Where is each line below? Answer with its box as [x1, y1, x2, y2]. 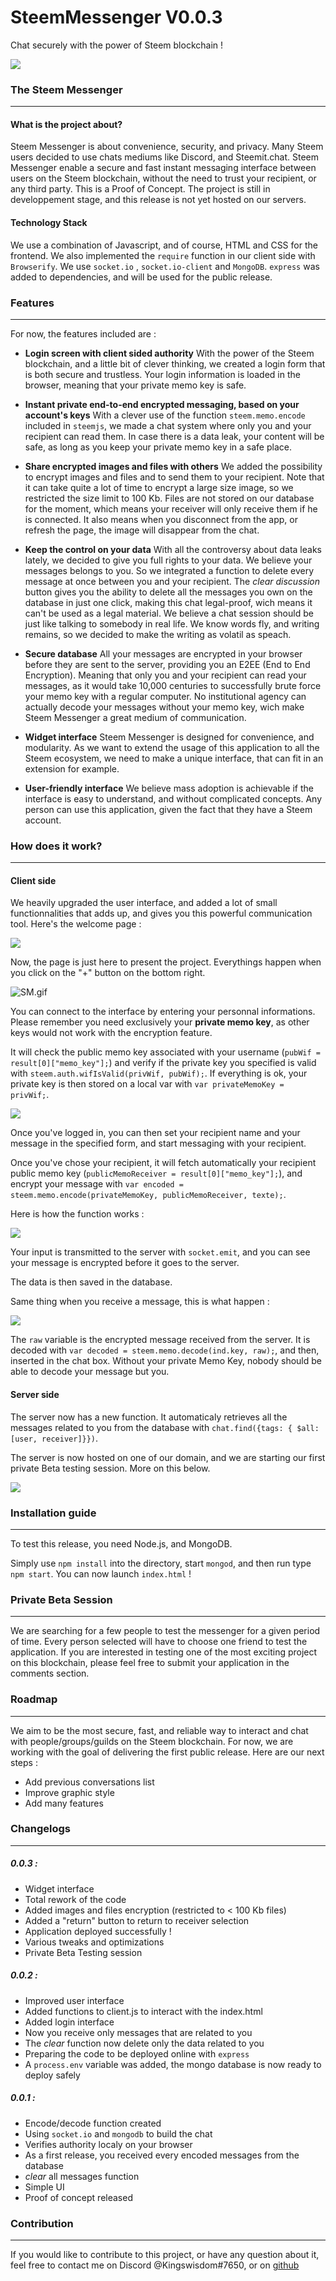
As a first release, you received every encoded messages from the [24, 2149, 300, 2161]
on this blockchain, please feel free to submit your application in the [10, 1657, 290, 1669]
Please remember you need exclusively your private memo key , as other [10, 1016, 310, 1028]
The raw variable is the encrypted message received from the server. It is [10, 1334, 311, 1346]
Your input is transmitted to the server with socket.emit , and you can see [10, 1246, 311, 1258]
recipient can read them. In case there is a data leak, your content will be [24, 430, 325, 442]
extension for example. [24, 762, 120, 775]
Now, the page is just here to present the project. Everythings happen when [10, 956, 322, 968]
